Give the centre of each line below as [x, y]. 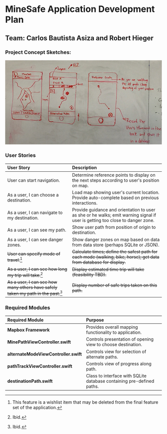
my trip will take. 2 [25, 275]
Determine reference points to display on [114, 175]
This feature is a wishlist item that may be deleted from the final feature [85, 402]
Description [84, 168]
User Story [19, 168]
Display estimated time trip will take [108, 270]
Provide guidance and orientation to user [114, 210]
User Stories [21, 155]
